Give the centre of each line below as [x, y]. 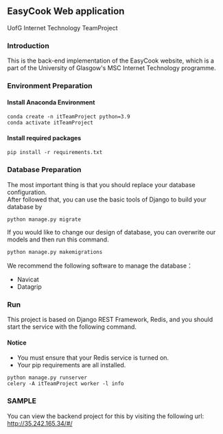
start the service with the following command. [72, 327]
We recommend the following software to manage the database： [100, 265]
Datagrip [30, 286]
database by [25, 206]
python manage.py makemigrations [55, 252]
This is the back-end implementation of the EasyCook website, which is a [111, 61]
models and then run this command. [58, 239]
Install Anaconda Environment [51, 102]
